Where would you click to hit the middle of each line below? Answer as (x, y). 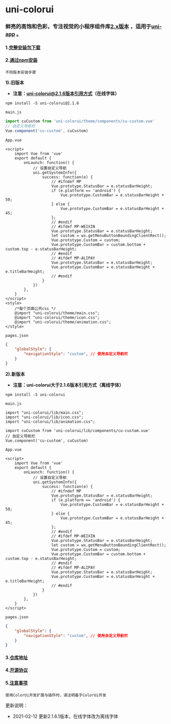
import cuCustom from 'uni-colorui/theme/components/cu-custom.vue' (80, 121)
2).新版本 (15, 374)
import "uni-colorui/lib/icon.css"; (44, 417)
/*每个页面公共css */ (35, 309)
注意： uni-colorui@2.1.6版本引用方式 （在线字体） (66, 93)
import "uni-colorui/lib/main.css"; (44, 412)
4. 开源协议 (17, 670)
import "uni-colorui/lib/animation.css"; (50, 422)
